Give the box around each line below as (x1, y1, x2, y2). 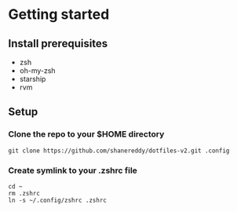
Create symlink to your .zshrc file (8, 165, 137, 176)
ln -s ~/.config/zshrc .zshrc (8, 196, 108, 204)
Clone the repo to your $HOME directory (8, 129, 165, 140)
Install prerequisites (8, 37, 108, 50)
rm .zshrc (8, 189, 41, 197)
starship (19, 75, 46, 83)
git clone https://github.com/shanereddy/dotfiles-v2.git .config (8, 147, 230, 155)
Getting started (8, 5, 110, 24)
